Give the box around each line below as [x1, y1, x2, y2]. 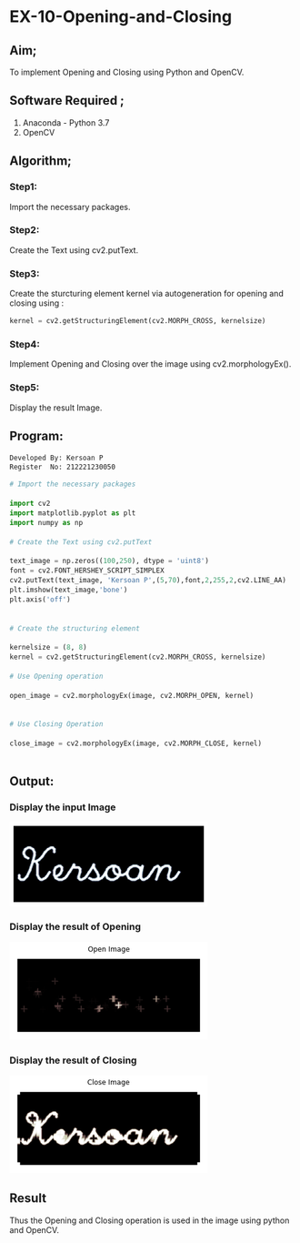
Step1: [9, 180, 38, 193]
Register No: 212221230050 [9, 462, 116, 472]
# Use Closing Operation [9, 720, 104, 729]
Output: [9, 773, 55, 789]
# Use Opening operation [9, 672, 104, 681]
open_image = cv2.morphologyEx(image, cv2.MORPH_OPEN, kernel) [9, 691, 255, 700]
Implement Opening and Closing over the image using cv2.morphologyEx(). [9, 359, 292, 369]
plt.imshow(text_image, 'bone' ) [9, 585, 128, 594]
